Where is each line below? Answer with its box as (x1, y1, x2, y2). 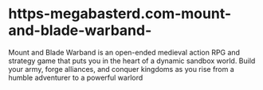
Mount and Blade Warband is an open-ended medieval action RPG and (8, 47, 241, 57)
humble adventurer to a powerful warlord (8, 73, 143, 82)
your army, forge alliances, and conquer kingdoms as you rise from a (8, 64, 235, 73)
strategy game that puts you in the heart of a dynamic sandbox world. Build (8, 56, 256, 66)
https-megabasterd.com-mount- (8, 5, 232, 23)
